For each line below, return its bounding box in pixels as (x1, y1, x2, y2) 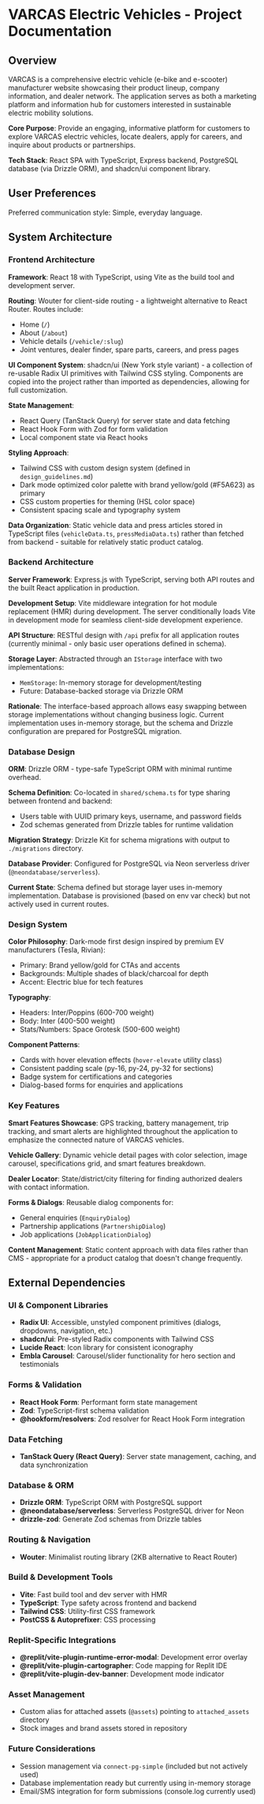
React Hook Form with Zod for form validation (19, 424, 168, 433)
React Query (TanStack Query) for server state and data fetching (19, 416, 230, 425)
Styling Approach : (8, 447, 69, 457)
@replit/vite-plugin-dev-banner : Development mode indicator (19, 1669, 225, 1679)
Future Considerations (8, 1743, 96, 1754)
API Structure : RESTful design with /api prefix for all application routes (8, 630, 240, 640)
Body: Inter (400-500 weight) (19, 1016, 116, 1026)
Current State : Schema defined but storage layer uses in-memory (8, 882, 223, 893)
